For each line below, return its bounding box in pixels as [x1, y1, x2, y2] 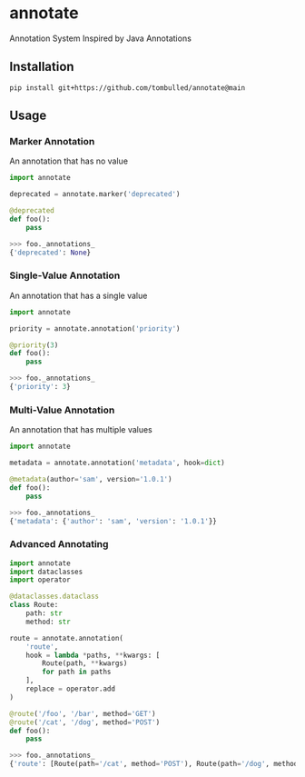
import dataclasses [9, 567, 84, 576]
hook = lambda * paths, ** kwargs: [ [25, 651, 161, 660]
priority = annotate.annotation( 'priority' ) [9, 324, 181, 334]
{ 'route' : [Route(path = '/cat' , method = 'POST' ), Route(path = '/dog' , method [9, 760, 299, 769]
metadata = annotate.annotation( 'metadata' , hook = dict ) [9, 458, 225, 468]
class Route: [9, 601, 59, 610]
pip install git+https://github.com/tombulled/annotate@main [9, 83, 246, 93]
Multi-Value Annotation [9, 403, 115, 416]
